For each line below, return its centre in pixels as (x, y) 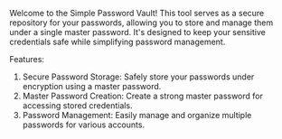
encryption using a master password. (92, 86)
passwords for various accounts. (84, 125)
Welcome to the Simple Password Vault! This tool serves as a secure (137, 13)
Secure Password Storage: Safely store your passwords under (138, 77)
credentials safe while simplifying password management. (117, 42)
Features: (27, 59)
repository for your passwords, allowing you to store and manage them (141, 23)
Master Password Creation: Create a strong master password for (143, 96)
